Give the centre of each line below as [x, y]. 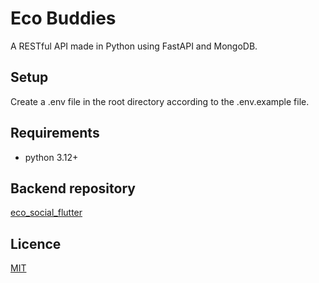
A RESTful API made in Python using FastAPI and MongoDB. [134, 46]
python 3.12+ [51, 157]
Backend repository [73, 188]
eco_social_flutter [46, 213]
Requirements [55, 133]
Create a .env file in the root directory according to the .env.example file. [160, 101]
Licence [36, 243]
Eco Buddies [63, 18]
